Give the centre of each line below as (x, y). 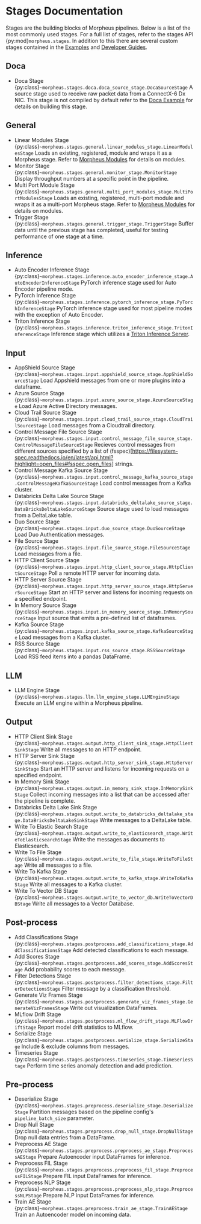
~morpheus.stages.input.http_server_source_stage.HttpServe (116, 587)
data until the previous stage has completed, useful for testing (91, 230)
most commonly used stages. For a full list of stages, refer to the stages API (100, 34)
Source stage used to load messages (143, 509)
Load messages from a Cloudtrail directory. (102, 426)
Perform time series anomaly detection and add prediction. (100, 1066)
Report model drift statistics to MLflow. (85, 1027)
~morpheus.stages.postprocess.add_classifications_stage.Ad (116, 944)
